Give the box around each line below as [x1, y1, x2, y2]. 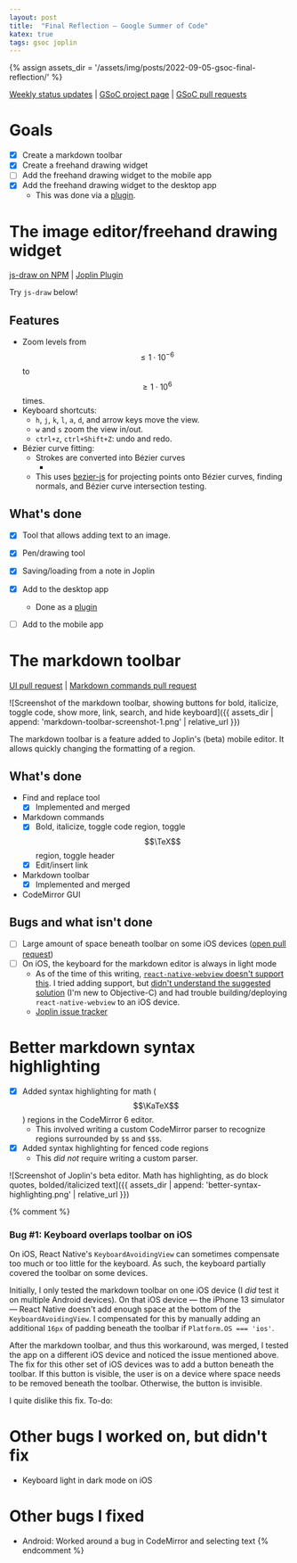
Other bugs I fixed [9, 1506, 145, 1526]
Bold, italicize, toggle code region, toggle [35, 821, 186, 832]
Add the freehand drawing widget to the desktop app [21, 180, 217, 191]
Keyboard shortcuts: [21, 405, 98, 415]
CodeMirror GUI [21, 889, 81, 900]
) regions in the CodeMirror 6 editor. [21, 1114, 155, 1124]
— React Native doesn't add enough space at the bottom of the [9, 1304, 242, 1314]
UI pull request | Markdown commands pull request [9, 679, 197, 691]
